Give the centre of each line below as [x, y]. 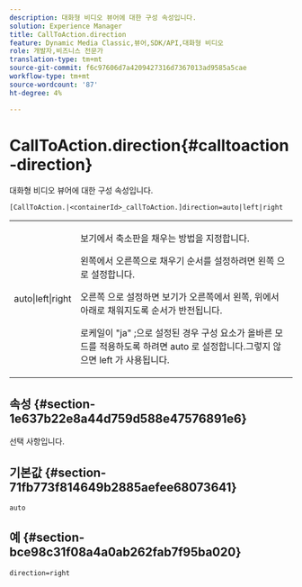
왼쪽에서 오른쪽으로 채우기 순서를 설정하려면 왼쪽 [178, 261]
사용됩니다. [147, 360]
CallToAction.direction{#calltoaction [149, 145]
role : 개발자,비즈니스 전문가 [56, 51]
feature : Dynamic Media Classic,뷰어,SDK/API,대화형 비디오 [117, 43]
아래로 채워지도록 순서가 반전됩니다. [151, 311]
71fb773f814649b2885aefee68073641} [123, 487]
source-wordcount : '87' [54, 85]
